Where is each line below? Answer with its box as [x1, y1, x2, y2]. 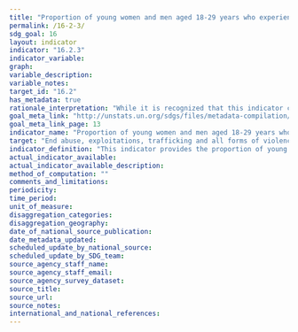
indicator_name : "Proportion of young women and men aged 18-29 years [9, 128, 276, 137]
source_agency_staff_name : [9, 260, 109, 269]
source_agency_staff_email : [9, 268, 114, 277]
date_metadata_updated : [9, 235, 98, 244]
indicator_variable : [9, 54, 86, 63]
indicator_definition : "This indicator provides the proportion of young [9, 144, 288, 153]
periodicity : [9, 186, 58, 195]
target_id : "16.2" [9, 87, 77, 96]
